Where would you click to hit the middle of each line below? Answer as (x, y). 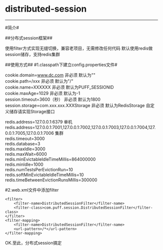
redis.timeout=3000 (25, 138)
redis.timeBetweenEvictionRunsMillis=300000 (51, 180)
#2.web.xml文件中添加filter (32, 190)
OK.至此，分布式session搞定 (33, 243)
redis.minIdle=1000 (24, 164)
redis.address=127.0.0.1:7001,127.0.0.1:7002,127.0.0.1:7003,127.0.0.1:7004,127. (81, 127)
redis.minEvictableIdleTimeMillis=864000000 (50, 159)
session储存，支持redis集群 (33, 54)
